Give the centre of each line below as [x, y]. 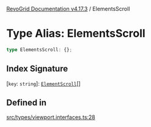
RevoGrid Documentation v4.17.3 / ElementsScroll [68, 9]
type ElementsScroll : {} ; [39, 49]
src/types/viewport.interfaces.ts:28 [51, 117]
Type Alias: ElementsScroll [76, 34]
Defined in [27, 103]
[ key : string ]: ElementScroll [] [43, 83]
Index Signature [37, 69]
